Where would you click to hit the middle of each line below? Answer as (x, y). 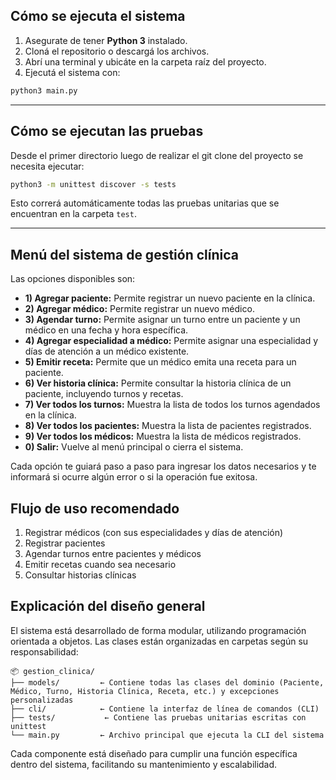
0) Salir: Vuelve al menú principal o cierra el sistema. (134, 447)
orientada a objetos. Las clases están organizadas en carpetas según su (159, 641)
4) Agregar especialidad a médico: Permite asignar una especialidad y (171, 341)
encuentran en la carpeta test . (73, 214)
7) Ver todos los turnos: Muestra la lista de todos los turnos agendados (172, 405)
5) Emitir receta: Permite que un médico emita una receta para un (160, 362)
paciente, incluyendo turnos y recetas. (104, 394)
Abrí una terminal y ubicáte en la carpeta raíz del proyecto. (145, 61)
